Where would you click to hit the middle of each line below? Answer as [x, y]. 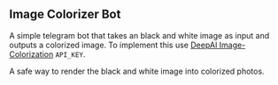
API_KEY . [70, 54]
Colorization [31, 54]
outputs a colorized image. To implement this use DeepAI [113, 45]
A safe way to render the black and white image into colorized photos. [137, 71]
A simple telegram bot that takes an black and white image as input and [139, 35]
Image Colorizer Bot [65, 14]
